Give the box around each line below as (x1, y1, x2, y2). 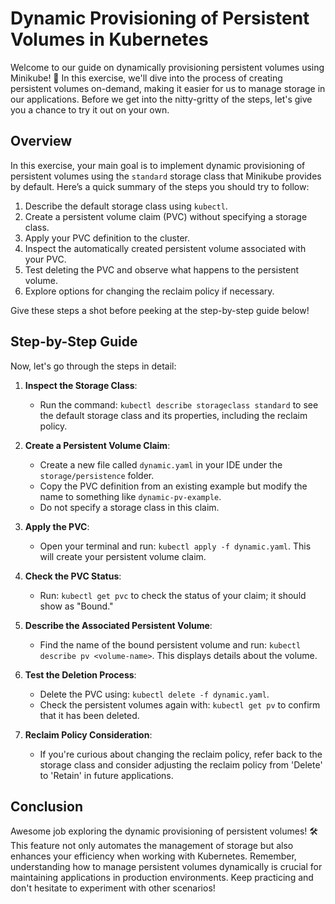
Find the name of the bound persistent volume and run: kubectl (39, 638, 302, 651)
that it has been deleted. (39, 709, 140, 721)
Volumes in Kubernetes (10, 28, 209, 51)
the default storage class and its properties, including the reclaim (39, 409, 308, 421)
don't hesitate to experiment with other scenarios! (10, 882, 216, 894)
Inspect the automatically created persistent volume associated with (24, 242, 307, 254)
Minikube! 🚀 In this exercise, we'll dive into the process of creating (10, 72, 283, 84)
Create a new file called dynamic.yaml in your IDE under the (39, 458, 283, 471)
